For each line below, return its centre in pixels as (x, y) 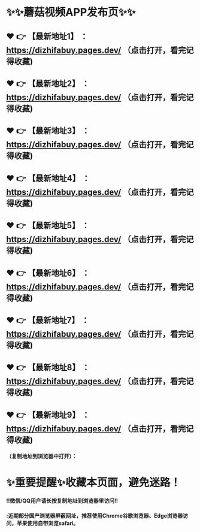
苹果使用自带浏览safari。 (48, 523)
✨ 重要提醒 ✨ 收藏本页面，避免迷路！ (94, 483)
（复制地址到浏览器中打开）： (42, 457)
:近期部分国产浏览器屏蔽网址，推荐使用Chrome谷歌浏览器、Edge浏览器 (95, 515)
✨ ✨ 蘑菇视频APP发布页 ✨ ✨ (71, 12)
